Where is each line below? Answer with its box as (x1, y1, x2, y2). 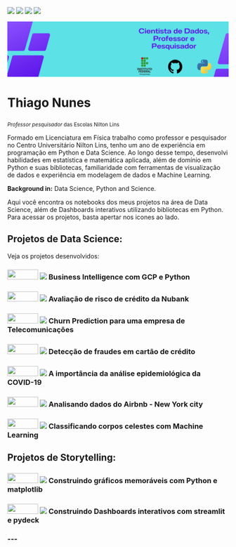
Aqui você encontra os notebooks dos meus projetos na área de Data (7, 197, 209, 206)
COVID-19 (7, 378, 42, 388)
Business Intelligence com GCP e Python (48, 272, 190, 282)
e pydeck (7, 515, 40, 525)
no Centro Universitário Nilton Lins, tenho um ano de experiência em (7, 140, 206, 149)
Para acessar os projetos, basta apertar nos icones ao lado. (7, 213, 180, 221)
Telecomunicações (7, 325, 74, 335)
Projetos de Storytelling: (7, 452, 116, 463)
